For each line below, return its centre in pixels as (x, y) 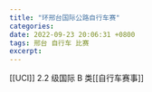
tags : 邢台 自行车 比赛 (49, 43)
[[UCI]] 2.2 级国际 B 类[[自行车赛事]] (77, 78)
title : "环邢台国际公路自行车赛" (65, 18)
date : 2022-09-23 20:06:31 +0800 (72, 34)
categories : (32, 26)
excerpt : (26, 51)
